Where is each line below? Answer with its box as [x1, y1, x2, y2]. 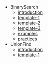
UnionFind [10, 41, 32, 47]
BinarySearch [10, 4, 39, 10]
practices [17, 36, 37, 42]
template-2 [17, 20, 41, 26]
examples [17, 31, 38, 36]
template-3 [17, 25, 41, 31]
